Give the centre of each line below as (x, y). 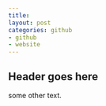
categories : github (40, 30)
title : (19, 15)
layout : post (30, 23)
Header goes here (53, 77)
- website (25, 45)
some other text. (35, 95)
